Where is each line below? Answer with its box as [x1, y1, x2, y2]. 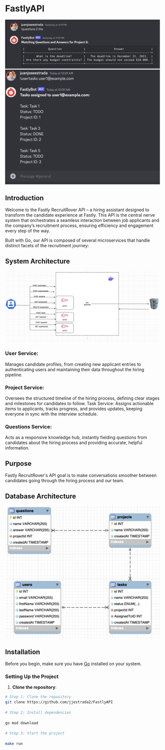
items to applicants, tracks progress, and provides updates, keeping [5, 406, 142, 412]
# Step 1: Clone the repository [5, 694, 71, 700]
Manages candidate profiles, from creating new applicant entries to [5, 361, 141, 367]
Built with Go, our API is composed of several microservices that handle [5, 237, 150, 243]
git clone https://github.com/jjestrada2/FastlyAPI [5, 700, 113, 705]
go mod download [5, 720, 38, 725]
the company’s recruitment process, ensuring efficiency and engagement [5, 223, 154, 228]
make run [5, 741, 23, 747]
